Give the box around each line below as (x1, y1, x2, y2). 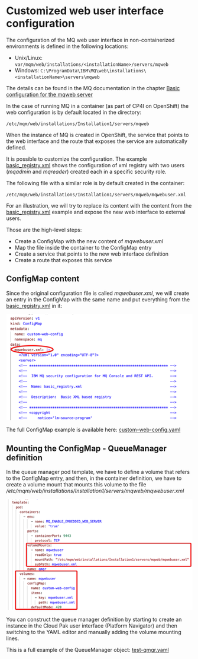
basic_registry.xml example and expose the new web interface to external (6, 208, 186, 215)
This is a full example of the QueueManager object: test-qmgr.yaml (6, 646, 170, 653)
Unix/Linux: (14, 54, 43, 61)
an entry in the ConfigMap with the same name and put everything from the (6, 295, 190, 303)
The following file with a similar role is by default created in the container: (6, 179, 185, 186)
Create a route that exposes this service (14, 256, 112, 263)
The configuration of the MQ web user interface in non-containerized (6, 36, 175, 43)
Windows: (14, 66, 40, 74)
